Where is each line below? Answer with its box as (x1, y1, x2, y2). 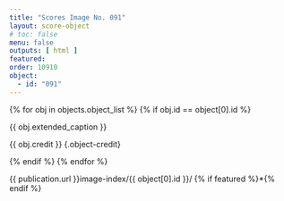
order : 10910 (9, 63, 58, 72)
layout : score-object (9, 21, 90, 30)
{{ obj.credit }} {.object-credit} (9, 138, 121, 149)
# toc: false (9, 29, 58, 38)
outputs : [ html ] (9, 46, 78, 55)
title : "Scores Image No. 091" (9, 13, 126, 22)
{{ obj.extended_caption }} (9, 121, 108, 132)
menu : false (9, 38, 54, 47)
